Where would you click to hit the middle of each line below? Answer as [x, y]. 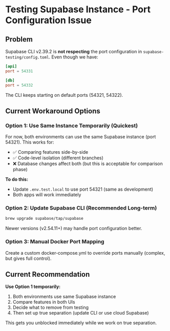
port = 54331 [19, 71]
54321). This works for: [30, 142]
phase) [20, 170]
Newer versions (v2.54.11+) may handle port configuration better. [74, 229]
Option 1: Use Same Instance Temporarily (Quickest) [72, 126]
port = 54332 [19, 85]
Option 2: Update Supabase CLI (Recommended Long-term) [81, 208]
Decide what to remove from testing [50, 307]
